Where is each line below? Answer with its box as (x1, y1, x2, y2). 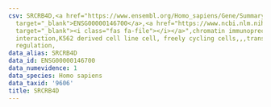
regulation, (15, 42, 56, 50)
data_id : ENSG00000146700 (8, 57, 95, 65)
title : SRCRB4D (8, 86, 60, 95)
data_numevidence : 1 (8, 64, 78, 72)
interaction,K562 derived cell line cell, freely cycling (15, 34, 215, 43)
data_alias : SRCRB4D (8, 49, 78, 57)
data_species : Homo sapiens (8, 72, 103, 80)
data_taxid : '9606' (8, 79, 74, 87)
